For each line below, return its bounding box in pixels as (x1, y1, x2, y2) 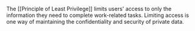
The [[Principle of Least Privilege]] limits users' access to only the (6, 5, 172, 12)
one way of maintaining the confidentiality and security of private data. (6, 18, 184, 25)
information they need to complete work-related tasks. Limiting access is (6, 12, 190, 19)
